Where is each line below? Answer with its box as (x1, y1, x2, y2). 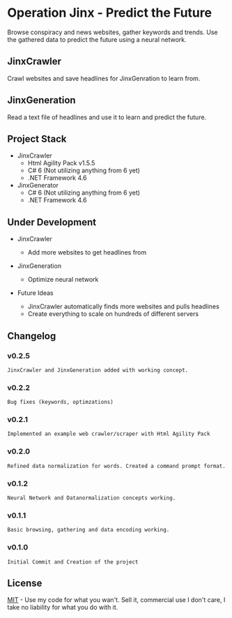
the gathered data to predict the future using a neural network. (7, 35, 187, 43)
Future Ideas (17, 289, 54, 297)
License (7, 578, 42, 589)
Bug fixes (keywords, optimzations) (7, 399, 114, 406)
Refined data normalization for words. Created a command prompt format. (7, 462, 226, 469)
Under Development (7, 216, 96, 228)
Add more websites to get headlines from (27, 248, 147, 257)
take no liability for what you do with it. (7, 603, 118, 612)
